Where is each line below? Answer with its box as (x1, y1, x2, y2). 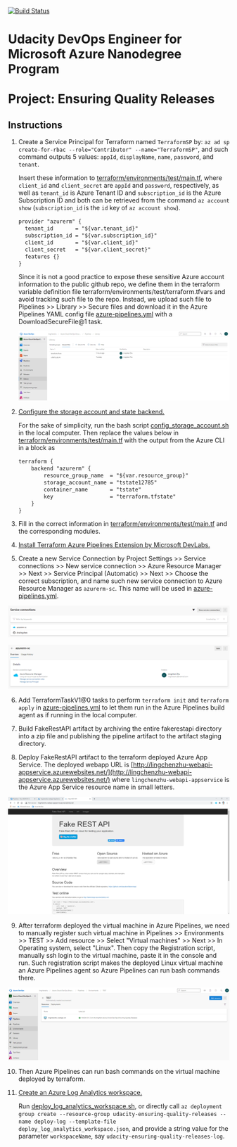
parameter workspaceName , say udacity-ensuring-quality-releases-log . (18, 1132, 225, 1140)
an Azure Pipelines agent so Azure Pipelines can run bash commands (18, 966, 220, 975)
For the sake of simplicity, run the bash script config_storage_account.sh (18, 421, 229, 430)
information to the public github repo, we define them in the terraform (18, 280, 220, 288)
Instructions (8, 119, 63, 131)
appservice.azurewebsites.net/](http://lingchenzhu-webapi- (18, 767, 193, 776)
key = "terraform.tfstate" (44, 493, 177, 501)
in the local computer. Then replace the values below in (18, 429, 179, 437)
